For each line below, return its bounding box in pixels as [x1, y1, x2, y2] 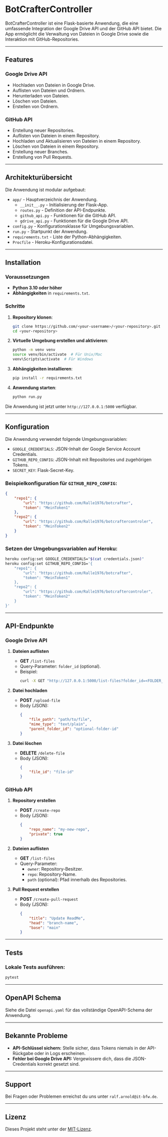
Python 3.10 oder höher [12, 285, 62, 291]
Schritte [5, 303, 25, 310]
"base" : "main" [29, 925, 61, 930]
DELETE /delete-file [19, 750, 65, 756]
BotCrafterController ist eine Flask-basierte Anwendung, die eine [5, 20, 138, 26]
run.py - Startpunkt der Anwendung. [12, 228, 88, 234]
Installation [5, 258, 41, 267]
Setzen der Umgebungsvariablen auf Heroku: [5, 545, 117, 552]
